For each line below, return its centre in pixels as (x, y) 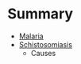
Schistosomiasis (46, 44)
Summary (40, 14)
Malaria (31, 36)
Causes (43, 53)
